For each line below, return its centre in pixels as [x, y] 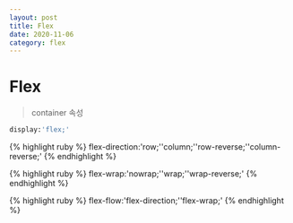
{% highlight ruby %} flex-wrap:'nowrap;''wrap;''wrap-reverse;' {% [134, 174]
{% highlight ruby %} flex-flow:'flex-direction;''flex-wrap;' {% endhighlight [146, 201]
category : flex [38, 43]
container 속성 [57, 113]
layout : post [34, 17]
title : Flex [31, 26]
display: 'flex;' [39, 130]
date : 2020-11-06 [42, 34]
